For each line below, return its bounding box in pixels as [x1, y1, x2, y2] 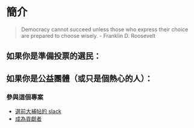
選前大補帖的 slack [14, 108, 62, 115]
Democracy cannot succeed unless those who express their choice [20, 25, 189, 33]
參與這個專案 [6, 93, 44, 101]
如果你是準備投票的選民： [6, 51, 101, 61]
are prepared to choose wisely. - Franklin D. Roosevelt [20, 32, 155, 39]
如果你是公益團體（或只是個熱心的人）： [6, 73, 153, 84]
